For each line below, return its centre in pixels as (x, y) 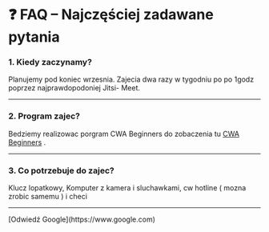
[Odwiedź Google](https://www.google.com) (82, 219)
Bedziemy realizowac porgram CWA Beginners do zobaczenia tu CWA (124, 134)
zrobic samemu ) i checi (48, 197)
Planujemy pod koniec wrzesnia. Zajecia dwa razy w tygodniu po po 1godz (131, 79)
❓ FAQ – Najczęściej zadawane (111, 15)
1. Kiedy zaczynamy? (50, 62)
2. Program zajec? (44, 116)
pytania (34, 37)
